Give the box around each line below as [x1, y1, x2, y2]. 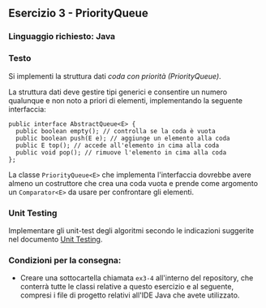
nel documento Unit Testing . [8, 234, 103, 244]
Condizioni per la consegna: [8, 254, 122, 266]
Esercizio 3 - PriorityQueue [8, 7, 148, 20]
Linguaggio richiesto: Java [8, 31, 116, 42]
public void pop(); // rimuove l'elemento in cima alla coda [15, 148, 227, 157]
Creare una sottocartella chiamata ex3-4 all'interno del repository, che [19, 273, 254, 283]
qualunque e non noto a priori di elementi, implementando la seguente [8, 95, 243, 105]
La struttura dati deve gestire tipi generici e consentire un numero [8, 87, 228, 97]
